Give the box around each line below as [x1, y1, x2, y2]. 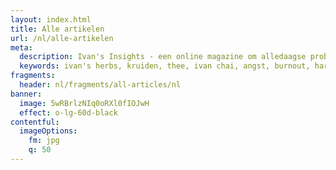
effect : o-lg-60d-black [19, 107, 118, 118]
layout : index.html [10, 14, 92, 25]
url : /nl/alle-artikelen [10, 33, 114, 43]
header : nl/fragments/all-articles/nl [19, 80, 182, 90]
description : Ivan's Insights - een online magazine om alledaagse [19, 52, 307, 62]
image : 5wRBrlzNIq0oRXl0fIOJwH [19, 98, 150, 108]
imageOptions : [19, 126, 78, 136]
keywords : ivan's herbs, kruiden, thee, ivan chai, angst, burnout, [19, 61, 311, 71]
